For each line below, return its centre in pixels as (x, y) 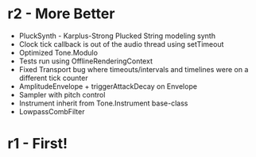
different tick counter (53, 78)
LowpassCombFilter (52, 111)
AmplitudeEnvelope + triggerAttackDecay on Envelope (108, 86)
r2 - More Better (61, 14)
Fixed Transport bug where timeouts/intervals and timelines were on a (134, 69)
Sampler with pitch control (62, 94)
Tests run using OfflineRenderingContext (85, 61)
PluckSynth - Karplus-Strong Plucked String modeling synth (117, 36)
